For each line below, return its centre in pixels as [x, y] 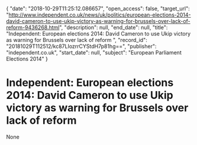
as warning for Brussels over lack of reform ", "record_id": [77, 40]
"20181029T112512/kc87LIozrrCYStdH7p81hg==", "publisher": [81, 46]
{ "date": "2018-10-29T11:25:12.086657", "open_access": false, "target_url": [98, 9]
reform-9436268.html [33, 27]
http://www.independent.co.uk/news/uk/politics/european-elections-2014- [100, 15]
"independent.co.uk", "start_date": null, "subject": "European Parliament [94, 52]
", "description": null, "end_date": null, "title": [113, 27]
